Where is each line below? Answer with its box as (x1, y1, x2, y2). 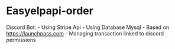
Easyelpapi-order (6, 4, 93, 18)
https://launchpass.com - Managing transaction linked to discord (6, 30, 164, 37)
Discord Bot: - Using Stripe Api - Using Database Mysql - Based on (6, 24, 170, 31)
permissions (6, 36, 37, 43)
